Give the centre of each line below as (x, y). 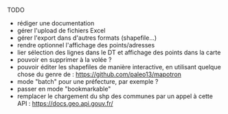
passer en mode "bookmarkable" (64, 89)
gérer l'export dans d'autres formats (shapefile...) (87, 38)
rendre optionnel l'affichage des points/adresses (86, 45)
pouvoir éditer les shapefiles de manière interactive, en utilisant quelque (119, 67)
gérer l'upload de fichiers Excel (61, 31)
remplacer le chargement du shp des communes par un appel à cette (115, 96)
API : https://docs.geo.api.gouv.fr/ (65, 103)
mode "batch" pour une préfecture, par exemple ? (88, 81)
